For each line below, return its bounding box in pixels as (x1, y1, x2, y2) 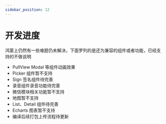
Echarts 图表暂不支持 (12, 107, 55, 113)
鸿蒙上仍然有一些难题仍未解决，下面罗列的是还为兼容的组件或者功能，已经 (5, 47, 157, 53)
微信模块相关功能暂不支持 (12, 88, 65, 94)
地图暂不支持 (12, 95, 39, 101)
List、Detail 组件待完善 (12, 101, 59, 107)
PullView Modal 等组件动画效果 (12, 64, 76, 70)
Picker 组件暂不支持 (12, 70, 53, 76)
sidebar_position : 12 (5, 7, 50, 12)
